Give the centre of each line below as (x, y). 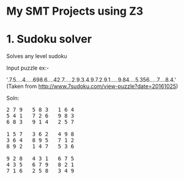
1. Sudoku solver (49, 39)
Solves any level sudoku (37, 56)
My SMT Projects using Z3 (75, 11)
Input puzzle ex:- (28, 68)
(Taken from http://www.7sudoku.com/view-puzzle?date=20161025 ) (92, 86)
